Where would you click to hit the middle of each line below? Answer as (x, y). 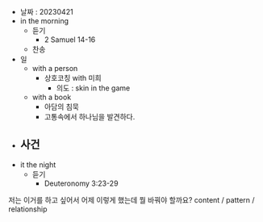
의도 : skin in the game (93, 88)
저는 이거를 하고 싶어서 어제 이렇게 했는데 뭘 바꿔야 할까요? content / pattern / (132, 199)
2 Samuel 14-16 (70, 40)
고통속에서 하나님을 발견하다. (90, 117)
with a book (52, 97)
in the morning (44, 21)
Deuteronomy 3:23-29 (81, 183)
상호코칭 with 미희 (73, 78)
